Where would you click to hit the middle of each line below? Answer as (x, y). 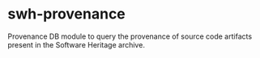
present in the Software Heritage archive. (76, 44)
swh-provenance (67, 14)
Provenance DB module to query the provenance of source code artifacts (130, 36)
